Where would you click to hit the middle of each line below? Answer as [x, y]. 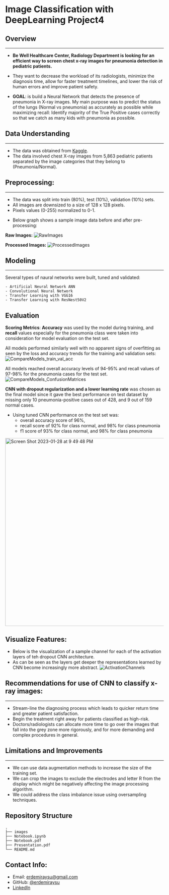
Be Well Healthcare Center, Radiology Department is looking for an [83, 55]
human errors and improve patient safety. [55, 87]
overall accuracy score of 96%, [53, 420]
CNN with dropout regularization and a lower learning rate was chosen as [83, 389]
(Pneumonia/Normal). [35, 166]
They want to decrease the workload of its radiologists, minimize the [83, 76]
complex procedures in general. [46, 735]
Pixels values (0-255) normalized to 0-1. [54, 210]
